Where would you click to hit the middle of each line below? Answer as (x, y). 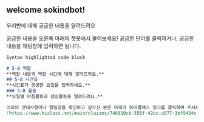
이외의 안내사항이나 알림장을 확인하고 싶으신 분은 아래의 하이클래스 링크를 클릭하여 (96, 107)
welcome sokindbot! (46, 10)
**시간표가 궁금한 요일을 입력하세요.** (49, 85)
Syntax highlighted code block (46, 57)
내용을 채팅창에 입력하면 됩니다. (44, 46)
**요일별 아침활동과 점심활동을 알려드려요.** (55, 97)
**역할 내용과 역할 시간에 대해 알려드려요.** (55, 74)
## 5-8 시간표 (22, 80)
